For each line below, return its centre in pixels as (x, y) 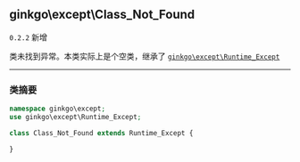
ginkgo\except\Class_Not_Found (102, 15)
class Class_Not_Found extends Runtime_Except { (101, 133)
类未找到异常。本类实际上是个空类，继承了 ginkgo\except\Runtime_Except (145, 56)
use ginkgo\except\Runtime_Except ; (75, 117)
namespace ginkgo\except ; (57, 109)
